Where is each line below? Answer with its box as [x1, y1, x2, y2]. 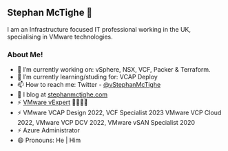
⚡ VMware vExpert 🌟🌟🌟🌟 [17, 98, 88, 107]
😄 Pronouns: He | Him [17, 136, 81, 145]
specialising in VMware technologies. [7, 32, 113, 41]
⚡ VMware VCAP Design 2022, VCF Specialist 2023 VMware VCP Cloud [17, 108, 222, 117]
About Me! [7, 50, 43, 59]
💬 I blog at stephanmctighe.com [17, 90, 108, 99]
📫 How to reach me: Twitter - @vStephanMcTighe [17, 81, 161, 89]
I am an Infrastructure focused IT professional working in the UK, [7, 25, 191, 33]
